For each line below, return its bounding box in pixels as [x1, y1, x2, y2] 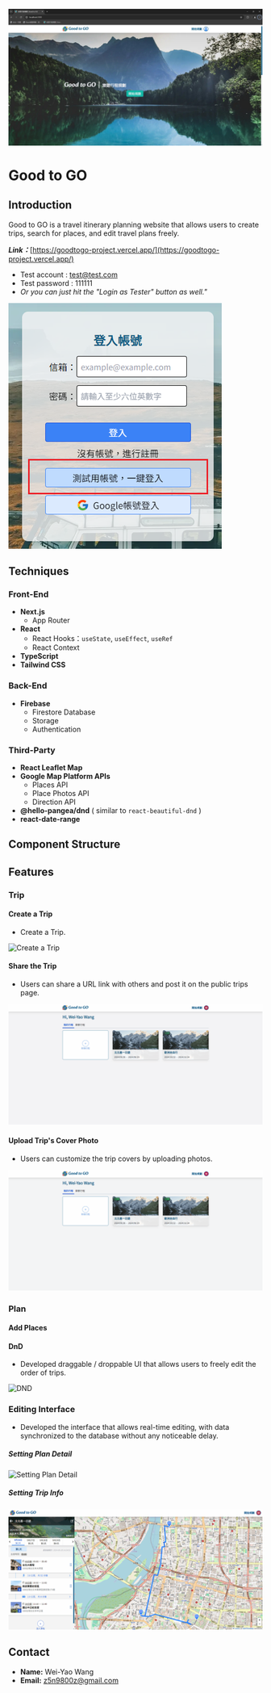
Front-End [8, 589, 49, 600]
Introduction [8, 199, 73, 212]
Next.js [19, 607, 46, 617]
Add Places [8, 1323, 48, 1333]
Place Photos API [31, 788, 90, 798]
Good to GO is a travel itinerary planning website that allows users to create [8, 220, 260, 229]
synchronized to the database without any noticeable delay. [19, 1431, 219, 1440]
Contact [8, 1645, 50, 1659]
